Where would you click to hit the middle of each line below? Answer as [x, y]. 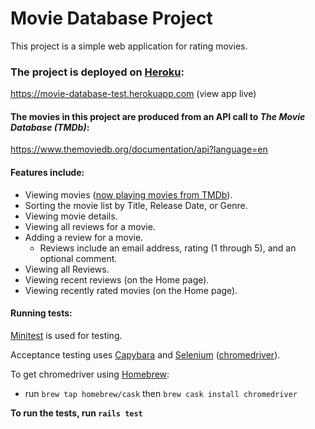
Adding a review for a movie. [84, 237]
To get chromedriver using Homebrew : [90, 374]
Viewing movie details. [71, 216]
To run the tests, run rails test [76, 413]
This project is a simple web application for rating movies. [129, 46]
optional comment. [78, 258]
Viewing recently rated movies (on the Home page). [131, 290]
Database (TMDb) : [50, 127]
